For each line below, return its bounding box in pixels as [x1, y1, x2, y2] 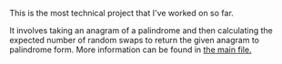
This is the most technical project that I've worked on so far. [9, 8, 234, 18]
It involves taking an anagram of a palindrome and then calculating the [9, 25, 273, 35]
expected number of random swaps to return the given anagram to [9, 35, 259, 45]
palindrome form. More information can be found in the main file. [9, 44, 252, 55]
